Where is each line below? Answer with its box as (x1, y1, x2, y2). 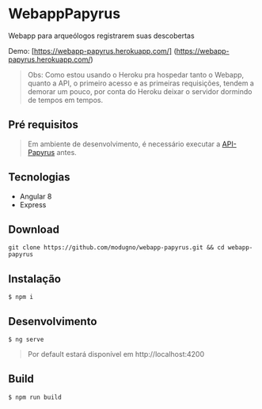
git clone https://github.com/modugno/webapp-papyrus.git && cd (8, 244, 225, 252)
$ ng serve (8, 335, 44, 343)
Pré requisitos (8, 118, 79, 131)
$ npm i (8, 293, 34, 301)
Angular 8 (19, 191, 52, 201)
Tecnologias (8, 171, 70, 184)
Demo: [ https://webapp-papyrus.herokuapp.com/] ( (8, 46, 177, 55)
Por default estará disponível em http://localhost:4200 (27, 350, 205, 358)
